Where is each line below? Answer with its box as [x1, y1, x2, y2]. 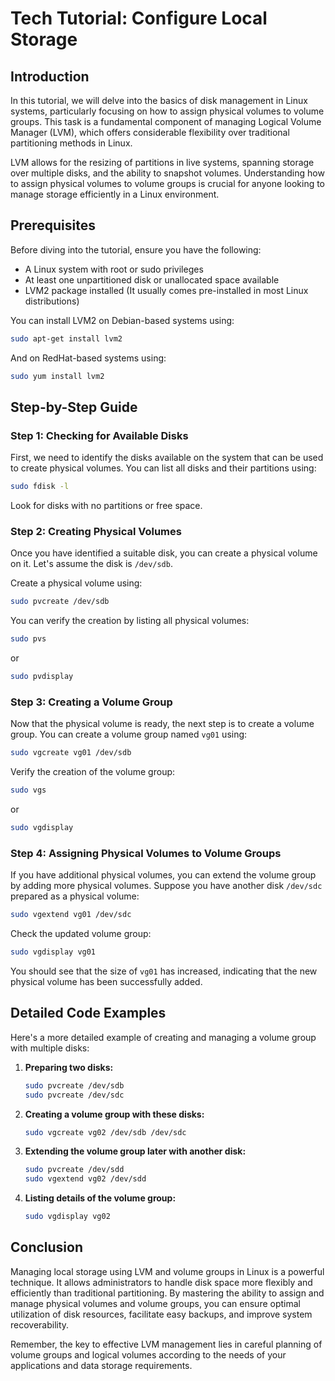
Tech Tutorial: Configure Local [10, 7, 268, 30]
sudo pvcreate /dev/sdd [24, 1165, 125, 1175]
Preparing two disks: [24, 1061, 114, 1073]
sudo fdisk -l [10, 482, 70, 492]
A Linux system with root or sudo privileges [24, 263, 204, 275]
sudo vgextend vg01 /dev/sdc [10, 910, 132, 920]
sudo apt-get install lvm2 [10, 333, 123, 344]
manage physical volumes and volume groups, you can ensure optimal [10, 1297, 301, 1309]
